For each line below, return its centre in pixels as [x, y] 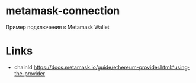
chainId [23, 67]
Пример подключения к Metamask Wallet [58, 27]
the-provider [30, 73]
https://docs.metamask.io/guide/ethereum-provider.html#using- [112, 67]
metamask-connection [63, 11]
